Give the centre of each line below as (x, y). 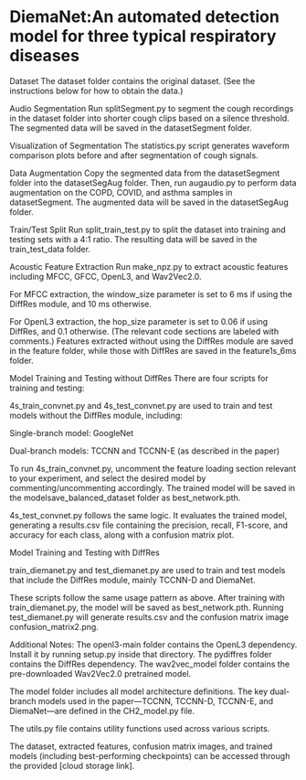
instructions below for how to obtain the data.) (96, 91)
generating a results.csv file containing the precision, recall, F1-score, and (149, 525)
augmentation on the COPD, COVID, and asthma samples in (121, 192)
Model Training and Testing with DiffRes (84, 552)
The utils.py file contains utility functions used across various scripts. (140, 728)
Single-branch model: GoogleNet (72, 433)
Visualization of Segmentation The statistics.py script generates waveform (150, 145)
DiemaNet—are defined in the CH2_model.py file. (102, 711)
